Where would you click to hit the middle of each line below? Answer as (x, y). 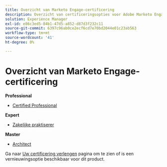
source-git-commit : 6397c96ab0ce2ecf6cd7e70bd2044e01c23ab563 (71, 28)
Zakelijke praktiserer (33, 125)
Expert (12, 115)
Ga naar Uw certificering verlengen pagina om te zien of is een (70, 154)
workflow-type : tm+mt (28, 33)
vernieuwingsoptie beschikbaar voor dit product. (55, 159)
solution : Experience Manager (37, 19)
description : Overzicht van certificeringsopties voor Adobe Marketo (79, 14)
